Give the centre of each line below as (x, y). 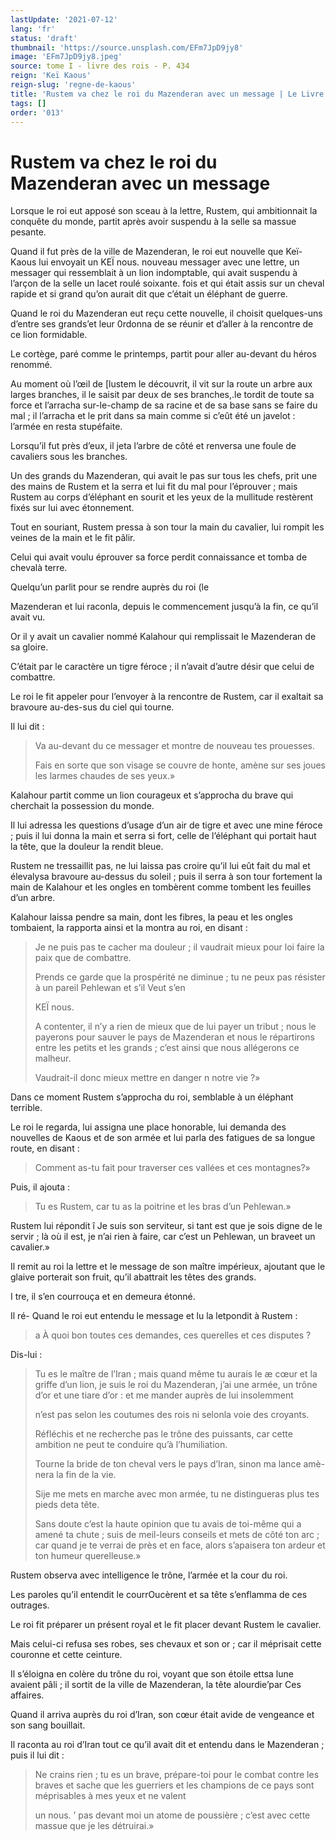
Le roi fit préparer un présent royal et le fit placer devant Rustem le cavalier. (166, 1625)
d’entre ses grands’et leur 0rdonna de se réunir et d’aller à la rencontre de (162, 324)
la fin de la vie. (86, 1475)
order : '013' (37, 112)
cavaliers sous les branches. (69, 457)
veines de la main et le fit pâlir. (73, 538)
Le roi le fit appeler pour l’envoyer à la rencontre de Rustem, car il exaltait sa (167, 697)
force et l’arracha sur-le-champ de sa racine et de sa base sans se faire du (164, 405)
